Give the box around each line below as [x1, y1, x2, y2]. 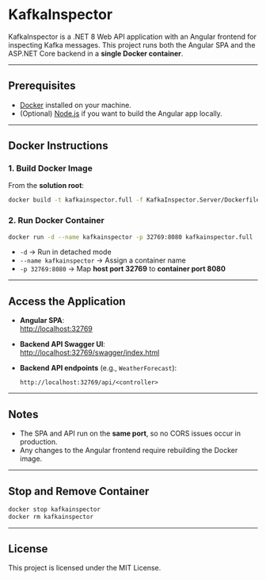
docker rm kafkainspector [8, 513, 93, 520]
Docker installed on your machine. [19, 100, 132, 109]
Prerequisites [8, 79, 76, 93]
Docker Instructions [8, 139, 108, 152]
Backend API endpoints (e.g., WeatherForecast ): [19, 363, 177, 373]
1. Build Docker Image [8, 163, 93, 174]
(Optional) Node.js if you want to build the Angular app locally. [19, 109, 223, 118]
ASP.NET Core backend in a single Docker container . [8, 48, 184, 58]
